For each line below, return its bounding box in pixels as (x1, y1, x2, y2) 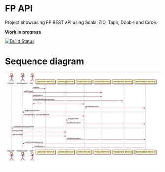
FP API (5, 3, 33, 14)
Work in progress (5, 29, 41, 34)
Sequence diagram (5, 56, 85, 67)
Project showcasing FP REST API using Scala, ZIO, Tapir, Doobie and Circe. (5, 19, 158, 25)
